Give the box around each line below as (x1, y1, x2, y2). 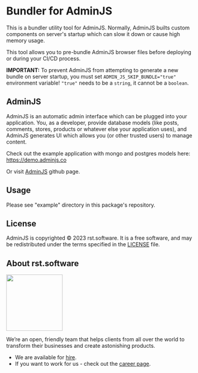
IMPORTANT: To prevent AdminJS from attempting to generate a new (6, 66, 179, 73)
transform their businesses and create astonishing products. (6, 342, 155, 350)
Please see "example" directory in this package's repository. (6, 201, 156, 208)
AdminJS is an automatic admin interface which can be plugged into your (6, 112, 188, 120)
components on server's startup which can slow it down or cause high (6, 30, 181, 37)
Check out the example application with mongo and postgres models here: (6, 150, 191, 157)
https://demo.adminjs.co (6, 156, 67, 163)
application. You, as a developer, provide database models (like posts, (6, 119, 179, 126)
